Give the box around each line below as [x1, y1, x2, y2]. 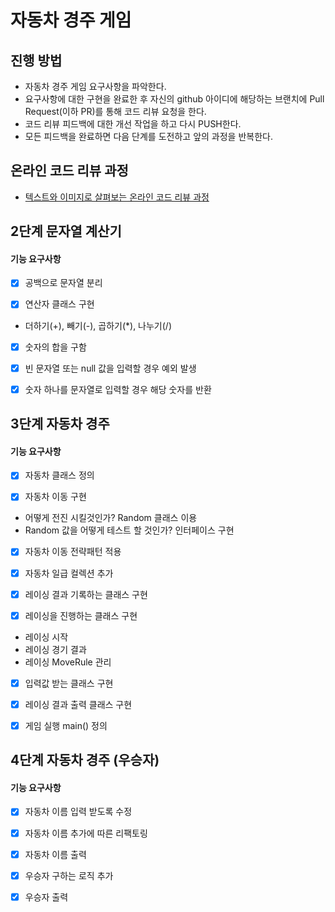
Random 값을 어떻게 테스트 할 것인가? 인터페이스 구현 [24, 524, 235, 536]
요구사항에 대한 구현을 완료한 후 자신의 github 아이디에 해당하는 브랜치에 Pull [24, 93, 325, 105]
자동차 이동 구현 [24, 491, 87, 503]
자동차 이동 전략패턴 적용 [24, 546, 122, 558]
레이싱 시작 [24, 631, 69, 643]
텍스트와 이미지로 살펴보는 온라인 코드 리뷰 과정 [24, 191, 210, 203]
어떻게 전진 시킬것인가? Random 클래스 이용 [24, 512, 198, 524]
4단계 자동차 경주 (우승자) [10, 752, 160, 769]
